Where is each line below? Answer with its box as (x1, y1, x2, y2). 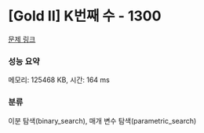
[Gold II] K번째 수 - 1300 (8, 7, 162, 25)
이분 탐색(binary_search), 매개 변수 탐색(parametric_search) (8, 116, 197, 125)
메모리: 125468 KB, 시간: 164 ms (8, 75, 110, 84)
